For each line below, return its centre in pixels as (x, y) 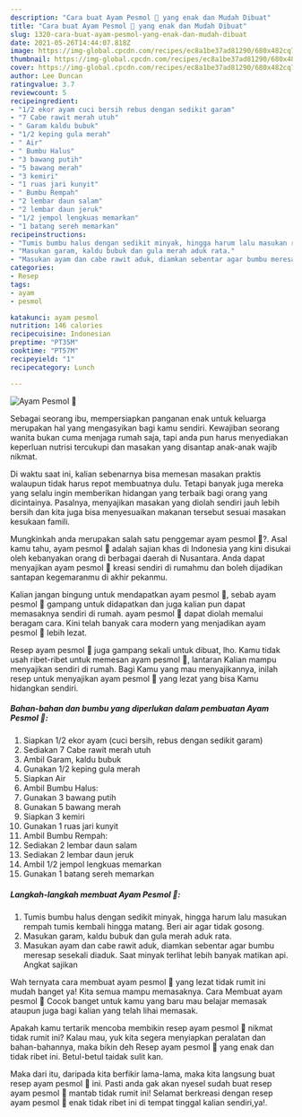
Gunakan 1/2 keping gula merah (82, 769)
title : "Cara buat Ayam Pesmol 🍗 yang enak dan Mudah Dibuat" (129, 26)
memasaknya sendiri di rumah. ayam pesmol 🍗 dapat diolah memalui (137, 613)
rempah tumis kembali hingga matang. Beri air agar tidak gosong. (144, 927)
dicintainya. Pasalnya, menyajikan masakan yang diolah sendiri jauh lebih (145, 502)
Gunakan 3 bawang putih (69, 798)
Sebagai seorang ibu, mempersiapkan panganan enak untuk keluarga (138, 418)
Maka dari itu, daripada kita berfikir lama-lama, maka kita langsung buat (143, 1074)
